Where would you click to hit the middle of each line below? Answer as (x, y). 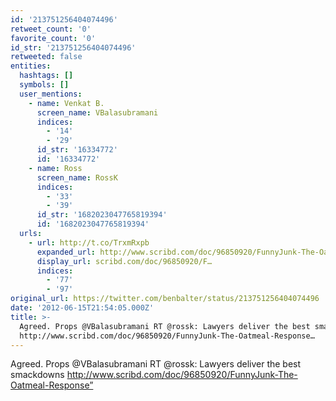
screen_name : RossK (77, 177)
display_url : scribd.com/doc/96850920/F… (124, 261)
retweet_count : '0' (51, 29)
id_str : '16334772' (77, 150)
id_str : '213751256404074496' (73, 47)
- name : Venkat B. (66, 103)
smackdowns (37, 375)
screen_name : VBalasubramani (97, 112)
